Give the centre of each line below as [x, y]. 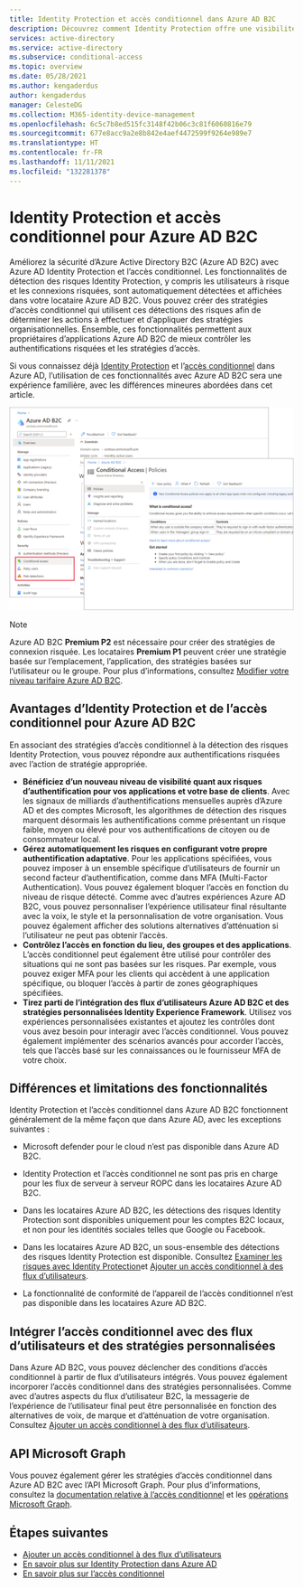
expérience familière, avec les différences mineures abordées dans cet [141, 385]
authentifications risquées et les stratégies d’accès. [105, 348]
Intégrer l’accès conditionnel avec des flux [131, 1332]
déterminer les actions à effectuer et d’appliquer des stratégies [126, 319]
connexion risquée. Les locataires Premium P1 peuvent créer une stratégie [148, 652]
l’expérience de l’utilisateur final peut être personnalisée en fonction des [143, 1406]
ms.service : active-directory [66, 48]
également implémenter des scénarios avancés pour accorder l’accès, [153, 1040]
